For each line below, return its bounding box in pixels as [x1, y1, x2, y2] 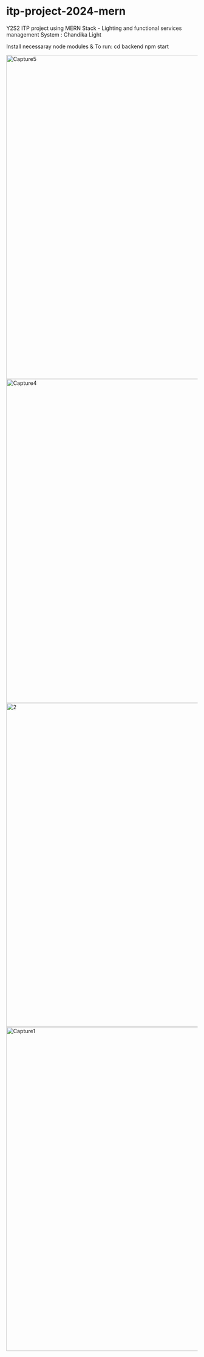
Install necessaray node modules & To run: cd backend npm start [6, 43, 169, 50]
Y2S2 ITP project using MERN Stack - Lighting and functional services [6, 24, 182, 32]
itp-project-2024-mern [6, 4, 126, 18]
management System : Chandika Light [6, 30, 102, 38]
